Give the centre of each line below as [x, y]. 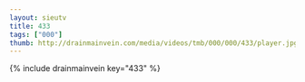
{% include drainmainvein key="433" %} [85, 68]
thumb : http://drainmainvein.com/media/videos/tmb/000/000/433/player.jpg [154, 43]
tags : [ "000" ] [36, 34]
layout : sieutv [38, 18]
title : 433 [30, 26]
